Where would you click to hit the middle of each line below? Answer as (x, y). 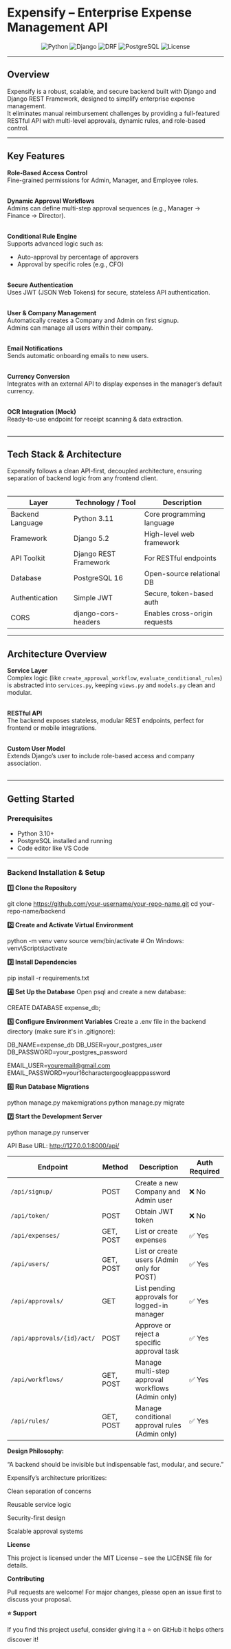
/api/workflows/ (37, 1380)
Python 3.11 (93, 519)
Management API (57, 27)
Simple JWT (93, 598)
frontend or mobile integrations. (52, 728)
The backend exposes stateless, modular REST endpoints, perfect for (106, 721)
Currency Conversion (38, 376)
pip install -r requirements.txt (48, 978)
